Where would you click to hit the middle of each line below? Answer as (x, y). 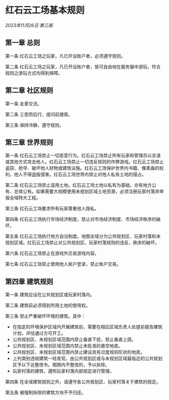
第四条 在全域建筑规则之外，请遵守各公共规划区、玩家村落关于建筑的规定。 (83, 382)
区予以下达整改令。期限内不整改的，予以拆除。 (61, 365)
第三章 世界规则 (29, 142)
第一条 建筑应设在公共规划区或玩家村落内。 (50, 295)
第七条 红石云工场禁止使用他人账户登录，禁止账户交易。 (63, 264)
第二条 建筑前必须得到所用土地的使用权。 (48, 306)
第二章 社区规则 (29, 91)
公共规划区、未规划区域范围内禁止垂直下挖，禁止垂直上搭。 (74, 339)
